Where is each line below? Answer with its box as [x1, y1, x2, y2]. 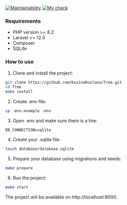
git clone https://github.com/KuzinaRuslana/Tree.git [5, 80, 122, 85]
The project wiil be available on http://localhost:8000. [5, 194, 118, 200]
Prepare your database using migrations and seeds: [12, 155, 121, 162]
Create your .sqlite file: [12, 136, 61, 143]
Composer [12, 40, 35, 46]
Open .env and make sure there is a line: [12, 118, 98, 124]
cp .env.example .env [5, 108, 52, 113]
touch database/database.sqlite [5, 146, 74, 152]
